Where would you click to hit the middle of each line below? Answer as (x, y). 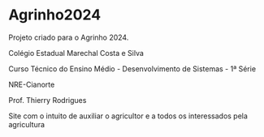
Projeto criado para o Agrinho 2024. (69, 37)
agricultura (27, 124)
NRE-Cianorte (32, 84)
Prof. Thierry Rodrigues (48, 100)
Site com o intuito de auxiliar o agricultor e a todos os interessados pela (128, 116)
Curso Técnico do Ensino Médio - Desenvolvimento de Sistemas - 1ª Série (132, 68)
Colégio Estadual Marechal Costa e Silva (76, 53)
